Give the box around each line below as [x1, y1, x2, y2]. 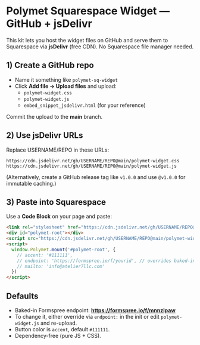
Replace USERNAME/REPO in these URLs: [6, 146, 109, 153]
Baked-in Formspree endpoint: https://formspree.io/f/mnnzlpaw [14, 306, 176, 314]
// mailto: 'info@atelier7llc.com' [17, 263, 105, 269]
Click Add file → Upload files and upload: [14, 82, 117, 90]
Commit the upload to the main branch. [6, 113, 103, 120]
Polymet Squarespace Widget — [6, 4, 170, 18]
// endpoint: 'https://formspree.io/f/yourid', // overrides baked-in [17, 258, 196, 264]
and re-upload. [40, 319, 77, 326]
